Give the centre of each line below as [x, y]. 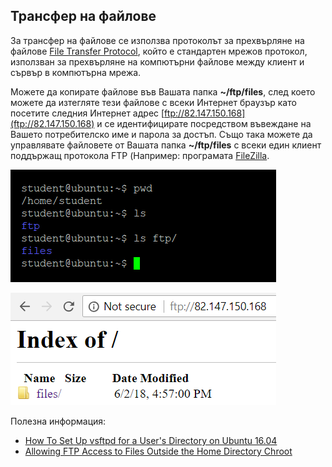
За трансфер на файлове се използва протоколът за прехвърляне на [157, 40]
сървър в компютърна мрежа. [76, 72]
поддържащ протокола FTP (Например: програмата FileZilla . [140, 155]
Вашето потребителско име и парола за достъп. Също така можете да [161, 134]
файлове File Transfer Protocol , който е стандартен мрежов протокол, [159, 51]
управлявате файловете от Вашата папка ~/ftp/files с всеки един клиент [166, 145]
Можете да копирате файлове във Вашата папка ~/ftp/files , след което [163, 91]
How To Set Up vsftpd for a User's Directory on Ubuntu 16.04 [151, 440]
